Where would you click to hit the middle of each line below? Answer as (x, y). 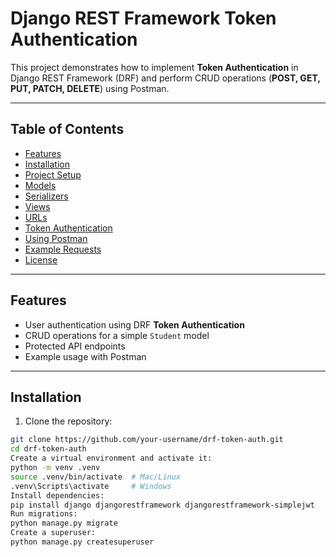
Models (40, 185)
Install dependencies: (57, 495)
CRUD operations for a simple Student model (117, 335)
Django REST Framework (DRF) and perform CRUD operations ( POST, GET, (165, 78)
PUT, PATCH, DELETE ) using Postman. (90, 88)
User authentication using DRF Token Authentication (134, 324)
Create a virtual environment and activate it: (111, 458)
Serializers (46, 196)
